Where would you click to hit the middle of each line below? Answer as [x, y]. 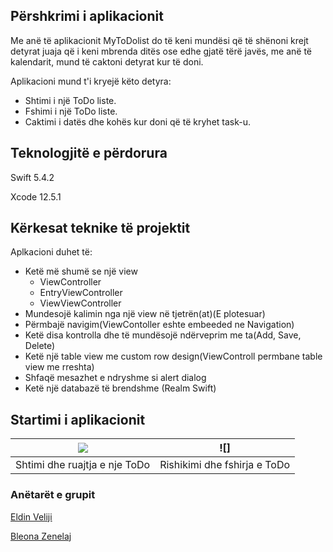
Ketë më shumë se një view [81, 271]
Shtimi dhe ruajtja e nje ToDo [83, 465]
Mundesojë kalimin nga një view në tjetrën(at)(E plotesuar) [145, 314]
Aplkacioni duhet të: [51, 252]
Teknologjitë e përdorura [89, 153]
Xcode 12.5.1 [36, 196]
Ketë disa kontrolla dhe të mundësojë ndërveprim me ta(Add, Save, [163, 335]
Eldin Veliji [31, 516]
